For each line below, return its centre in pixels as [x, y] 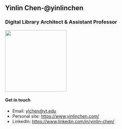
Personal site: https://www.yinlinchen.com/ [56, 116]
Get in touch [18, 100]
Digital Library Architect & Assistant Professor [61, 22]
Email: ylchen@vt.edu [34, 111]
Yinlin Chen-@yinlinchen [44, 8]
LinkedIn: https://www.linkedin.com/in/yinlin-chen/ [63, 121]
